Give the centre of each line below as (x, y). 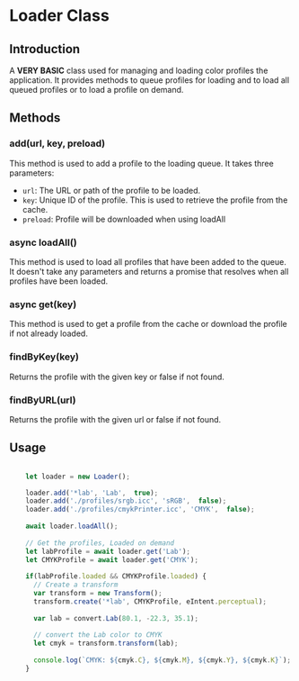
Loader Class (59, 16)
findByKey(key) (44, 357)
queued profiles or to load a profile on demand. (97, 90)
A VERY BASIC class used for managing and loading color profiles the (139, 70)
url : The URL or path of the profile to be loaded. (111, 190)
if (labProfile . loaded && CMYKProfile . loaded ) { (116, 577)
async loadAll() (44, 242)
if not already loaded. (48, 333)
